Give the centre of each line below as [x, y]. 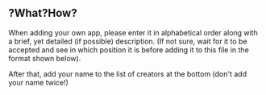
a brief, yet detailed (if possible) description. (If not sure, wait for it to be [128, 41]
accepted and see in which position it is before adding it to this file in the [129, 50]
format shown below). [45, 58]
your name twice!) [38, 82]
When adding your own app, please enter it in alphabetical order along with [133, 32]
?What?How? [43, 13]
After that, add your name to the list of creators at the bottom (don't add [128, 74]
